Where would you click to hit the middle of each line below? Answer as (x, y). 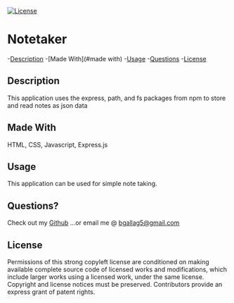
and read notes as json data (47, 105)
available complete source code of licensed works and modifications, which (117, 269)
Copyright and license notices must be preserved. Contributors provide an (115, 284)
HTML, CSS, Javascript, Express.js (58, 144)
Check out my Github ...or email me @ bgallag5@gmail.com (93, 223)
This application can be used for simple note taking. (82, 184)
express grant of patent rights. (51, 292)
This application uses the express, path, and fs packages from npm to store (117, 98)
